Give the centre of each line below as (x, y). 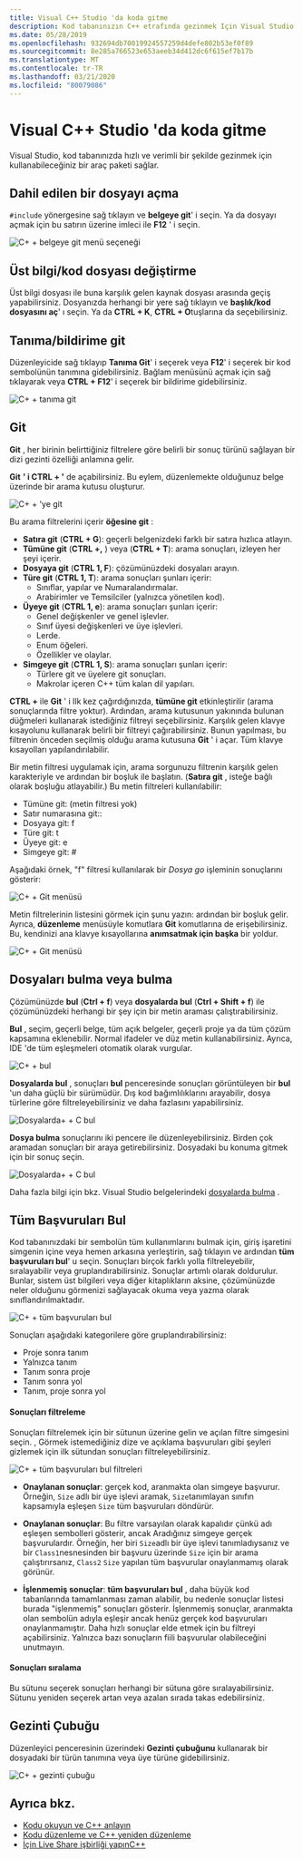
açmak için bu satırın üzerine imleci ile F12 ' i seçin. (105, 225)
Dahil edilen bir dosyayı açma (94, 193)
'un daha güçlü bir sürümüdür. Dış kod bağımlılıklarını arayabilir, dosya (140, 1093)
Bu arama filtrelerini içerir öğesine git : (82, 521)
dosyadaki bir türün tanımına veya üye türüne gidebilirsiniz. (119, 1757)
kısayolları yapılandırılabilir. (59, 749)
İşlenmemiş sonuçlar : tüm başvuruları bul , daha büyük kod (136, 1589)
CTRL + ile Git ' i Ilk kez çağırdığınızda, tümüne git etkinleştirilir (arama (142, 701)
